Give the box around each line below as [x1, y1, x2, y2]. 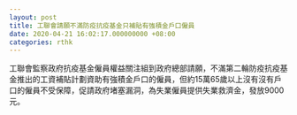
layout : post [9, 12, 57, 22]
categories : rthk [9, 37, 73, 47]
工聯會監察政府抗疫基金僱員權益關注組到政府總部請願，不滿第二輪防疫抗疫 [9, 63, 280, 73]
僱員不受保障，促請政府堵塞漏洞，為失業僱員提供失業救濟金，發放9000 [24, 85, 285, 96]
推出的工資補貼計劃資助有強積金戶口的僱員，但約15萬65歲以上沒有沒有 [16, 74, 274, 85]
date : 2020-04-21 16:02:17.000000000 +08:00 [9, 29, 176, 38]
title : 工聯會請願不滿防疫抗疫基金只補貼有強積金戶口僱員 [9, 21, 195, 30]
